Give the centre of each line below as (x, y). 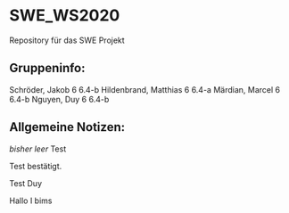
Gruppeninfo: (48, 68)
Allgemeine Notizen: (67, 127)
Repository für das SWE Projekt (67, 40)
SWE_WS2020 (65, 16)
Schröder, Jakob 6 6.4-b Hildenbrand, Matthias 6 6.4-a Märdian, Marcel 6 (145, 89)
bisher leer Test (38, 149)
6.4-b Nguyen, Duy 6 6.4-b (59, 99)
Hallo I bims (31, 201)
